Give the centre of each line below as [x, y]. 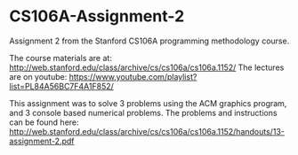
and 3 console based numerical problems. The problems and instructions [143, 112]
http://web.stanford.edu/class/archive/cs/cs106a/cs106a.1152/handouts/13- [147, 131]
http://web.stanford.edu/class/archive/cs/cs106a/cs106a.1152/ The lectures [147, 67]
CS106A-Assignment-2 [97, 16]
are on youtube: [38, 76]
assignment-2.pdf [42, 141]
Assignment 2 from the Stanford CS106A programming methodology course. [149, 41]
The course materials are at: [61, 58]
